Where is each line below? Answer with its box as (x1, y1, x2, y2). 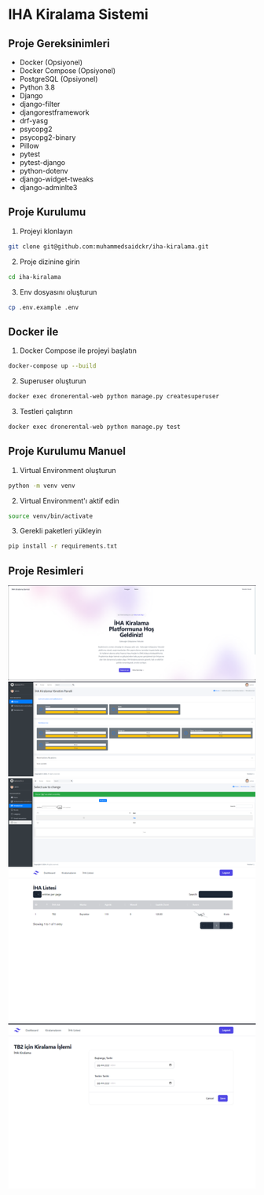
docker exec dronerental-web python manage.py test (8, 423, 181, 431)
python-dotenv (19, 167, 68, 175)
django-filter (19, 100, 60, 108)
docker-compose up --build (8, 362, 97, 370)
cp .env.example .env (8, 303, 79, 311)
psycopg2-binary (19, 133, 76, 142)
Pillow (19, 141, 39, 150)
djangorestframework (19, 108, 90, 117)
